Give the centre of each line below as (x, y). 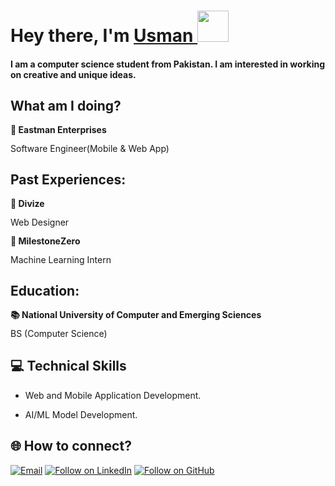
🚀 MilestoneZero (45, 241)
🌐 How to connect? (71, 446)
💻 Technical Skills (68, 366)
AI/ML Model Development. (81, 414)
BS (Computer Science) (59, 333)
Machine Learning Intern (61, 259)
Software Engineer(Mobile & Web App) (90, 148)
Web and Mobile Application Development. (113, 395)
